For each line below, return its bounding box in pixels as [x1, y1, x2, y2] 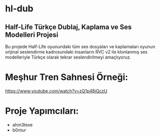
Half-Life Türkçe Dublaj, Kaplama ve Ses [5, 23, 132, 31]
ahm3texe [12, 122, 33, 128]
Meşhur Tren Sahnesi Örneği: [5, 71, 128, 83]
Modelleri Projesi [5, 30, 58, 39]
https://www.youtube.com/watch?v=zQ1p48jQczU [5, 88, 108, 94]
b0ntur [12, 127, 26, 133]
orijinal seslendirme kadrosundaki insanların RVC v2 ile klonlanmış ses [5, 49, 148, 55]
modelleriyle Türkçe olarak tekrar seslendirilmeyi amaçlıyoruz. [5, 54, 131, 60]
